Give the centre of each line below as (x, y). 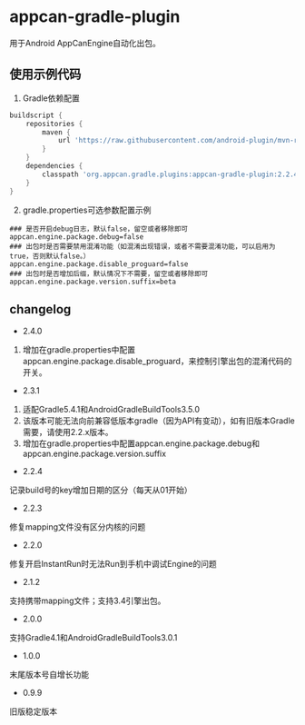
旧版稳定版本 (33, 711)
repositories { (54, 124)
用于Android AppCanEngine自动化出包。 (85, 43)
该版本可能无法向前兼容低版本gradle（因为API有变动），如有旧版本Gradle (158, 421)
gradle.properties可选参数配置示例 (87, 210)
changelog (40, 309)
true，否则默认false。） (50, 256)
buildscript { (36, 115)
